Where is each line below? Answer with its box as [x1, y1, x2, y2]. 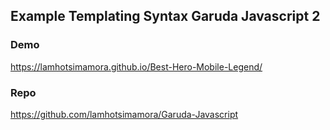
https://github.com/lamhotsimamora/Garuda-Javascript [10, 108, 239, 120]
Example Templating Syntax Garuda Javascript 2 [10, 8, 321, 25]
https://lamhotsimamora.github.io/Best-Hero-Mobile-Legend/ [10, 60, 263, 73]
